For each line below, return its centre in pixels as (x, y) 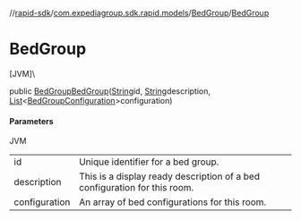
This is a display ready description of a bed (169, 176)
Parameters (31, 121)
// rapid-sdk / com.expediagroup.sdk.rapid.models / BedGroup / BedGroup (139, 13)
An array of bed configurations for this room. (173, 202)
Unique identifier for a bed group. (149, 162)
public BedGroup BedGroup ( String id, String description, (110, 91)
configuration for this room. (137, 188)
